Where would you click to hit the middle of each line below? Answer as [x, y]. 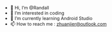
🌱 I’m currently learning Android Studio [51, 18]
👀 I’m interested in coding [37, 13]
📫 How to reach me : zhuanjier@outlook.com [58, 24]
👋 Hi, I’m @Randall [30, 8]
